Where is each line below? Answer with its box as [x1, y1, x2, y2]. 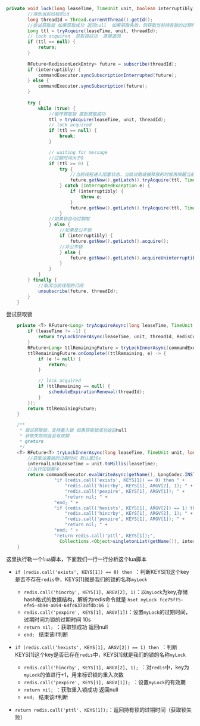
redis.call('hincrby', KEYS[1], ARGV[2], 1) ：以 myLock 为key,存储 [23, 588, 188, 595]
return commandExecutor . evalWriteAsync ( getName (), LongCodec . [27, 472, 185, 478]
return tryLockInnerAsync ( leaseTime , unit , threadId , [37, 334, 174, 340]
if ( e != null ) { [37, 356, 82, 362]
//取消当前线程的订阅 [37, 282, 84, 289]
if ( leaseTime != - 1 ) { [27, 328, 86, 334]
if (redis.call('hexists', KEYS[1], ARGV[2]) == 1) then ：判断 [14, 643, 177, 650]
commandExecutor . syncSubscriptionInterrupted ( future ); [37, 72, 177, 78]
